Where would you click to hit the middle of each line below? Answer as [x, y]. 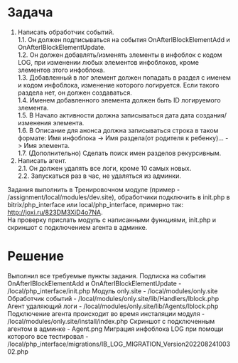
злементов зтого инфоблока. [61, 70]
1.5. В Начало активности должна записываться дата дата [106, 115]
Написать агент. [42, 160]
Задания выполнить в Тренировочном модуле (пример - [93, 189]
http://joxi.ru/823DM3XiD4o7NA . [55, 212]
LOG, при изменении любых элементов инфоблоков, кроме [108, 62]
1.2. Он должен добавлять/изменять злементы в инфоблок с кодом [120, 55]
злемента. [33, 107]
